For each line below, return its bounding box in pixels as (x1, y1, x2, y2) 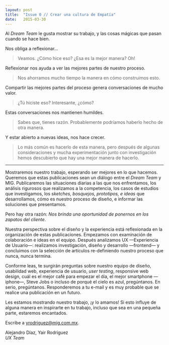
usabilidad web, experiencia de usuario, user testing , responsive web (5, 268, 149, 274)
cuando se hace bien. (5, 36, 50, 42)
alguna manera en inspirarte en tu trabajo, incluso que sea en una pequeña (5, 305, 161, 311)
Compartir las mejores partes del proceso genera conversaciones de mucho (5, 85, 163, 91)
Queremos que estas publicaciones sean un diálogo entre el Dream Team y (5, 175, 161, 181)
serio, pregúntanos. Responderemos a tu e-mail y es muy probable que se (5, 284, 159, 290)
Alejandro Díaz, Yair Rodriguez (5, 329, 68, 335)
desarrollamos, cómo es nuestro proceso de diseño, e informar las (5, 196, 143, 202)
